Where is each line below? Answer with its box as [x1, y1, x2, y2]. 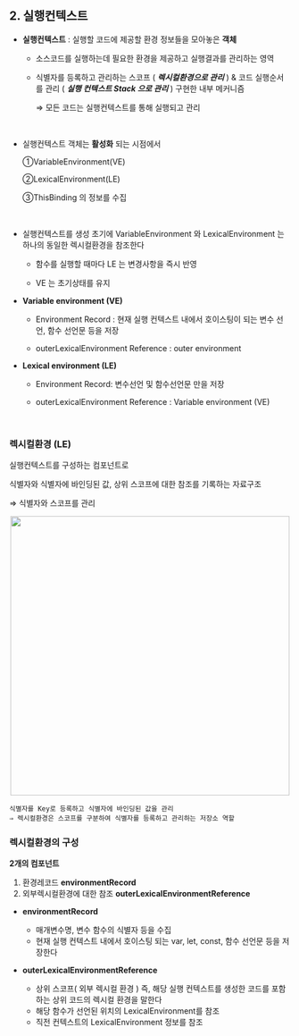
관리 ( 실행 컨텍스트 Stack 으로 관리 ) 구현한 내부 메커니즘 [45, 83, 245, 94]
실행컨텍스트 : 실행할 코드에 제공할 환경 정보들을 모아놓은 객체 [21, 34, 237, 45]
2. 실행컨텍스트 [9, 8, 88, 24]
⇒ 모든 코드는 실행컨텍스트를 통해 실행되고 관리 [35, 102, 201, 113]
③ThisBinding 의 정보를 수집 [21, 191, 128, 203]
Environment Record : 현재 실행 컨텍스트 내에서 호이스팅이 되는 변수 [35, 314, 275, 324]
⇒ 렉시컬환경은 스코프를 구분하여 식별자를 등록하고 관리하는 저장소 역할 [9, 814, 235, 823]
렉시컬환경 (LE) [9, 437, 71, 450]
